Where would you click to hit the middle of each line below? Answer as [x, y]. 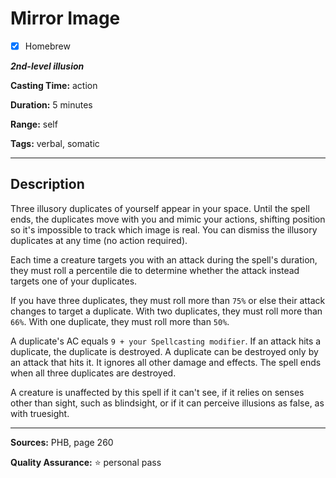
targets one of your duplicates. [74, 281]
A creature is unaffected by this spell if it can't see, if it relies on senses [157, 392]
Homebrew [47, 46]
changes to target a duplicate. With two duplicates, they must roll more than [166, 311]
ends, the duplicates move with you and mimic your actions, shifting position [168, 219]
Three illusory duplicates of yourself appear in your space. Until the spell [160, 208]
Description [47, 184]
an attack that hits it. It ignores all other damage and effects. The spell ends [166, 362]
